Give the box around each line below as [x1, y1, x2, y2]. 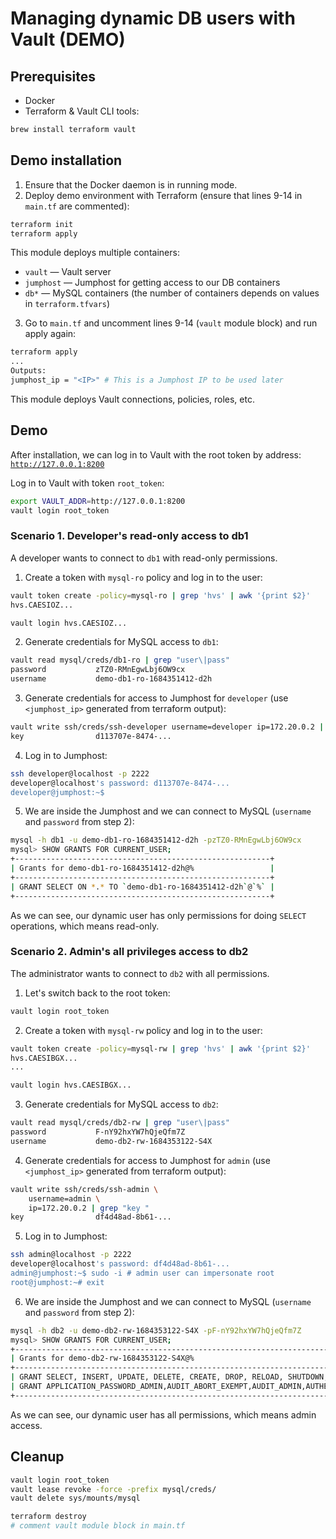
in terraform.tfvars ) [24, 298, 111, 310]
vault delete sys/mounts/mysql [10, 1493, 141, 1504]
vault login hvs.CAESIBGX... [10, 1080, 132, 1091]
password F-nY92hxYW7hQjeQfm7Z [10, 1127, 186, 1137]
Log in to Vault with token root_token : [10, 477, 165, 489]
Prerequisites [10, 68, 96, 85]
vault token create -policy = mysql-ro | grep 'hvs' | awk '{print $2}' [10, 590, 311, 601]
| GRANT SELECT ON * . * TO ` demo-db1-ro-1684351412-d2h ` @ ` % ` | [10, 882, 275, 892]
